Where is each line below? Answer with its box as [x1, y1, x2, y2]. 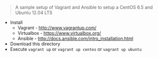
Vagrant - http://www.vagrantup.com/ [17, 25, 97, 31]
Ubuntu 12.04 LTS [15, 10, 53, 16]
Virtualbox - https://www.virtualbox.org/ [17, 30, 101, 36]
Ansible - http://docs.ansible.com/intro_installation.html [17, 35, 133, 41]
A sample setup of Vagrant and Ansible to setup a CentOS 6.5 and [15, 5, 153, 10]
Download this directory [10, 41, 60, 47]
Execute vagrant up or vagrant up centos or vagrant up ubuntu [10, 46, 142, 52]
